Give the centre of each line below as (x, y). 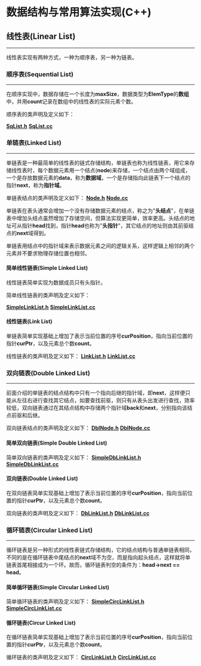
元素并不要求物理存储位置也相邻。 (48, 253)
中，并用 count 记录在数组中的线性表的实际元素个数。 (71, 102)
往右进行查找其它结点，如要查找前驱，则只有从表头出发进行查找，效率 (108, 400)
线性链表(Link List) (29, 321)
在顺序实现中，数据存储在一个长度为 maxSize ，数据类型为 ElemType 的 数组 (98, 94)
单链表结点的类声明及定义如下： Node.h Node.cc (67, 197)
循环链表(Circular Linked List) (49, 530)
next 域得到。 (33, 233)
